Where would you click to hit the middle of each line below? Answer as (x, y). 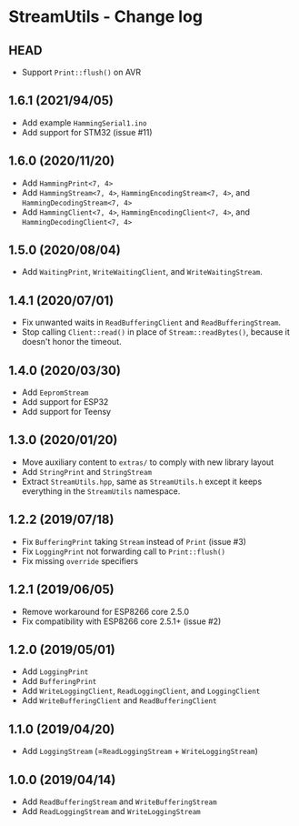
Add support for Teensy (66, 412)
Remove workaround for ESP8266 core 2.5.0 (105, 611)
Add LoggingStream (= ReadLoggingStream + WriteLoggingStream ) (140, 751)
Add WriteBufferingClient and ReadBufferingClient (119, 700)
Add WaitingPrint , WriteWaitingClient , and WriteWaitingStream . (142, 272)
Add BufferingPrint (59, 681)
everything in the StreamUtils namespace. (101, 491)
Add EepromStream (55, 392)
